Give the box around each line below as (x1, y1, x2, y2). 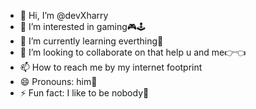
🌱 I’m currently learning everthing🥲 (19, 35, 164, 47)
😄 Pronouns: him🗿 (19, 76, 98, 87)
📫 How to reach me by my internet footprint (19, 61, 203, 73)
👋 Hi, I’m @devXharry (19, 10, 109, 21)
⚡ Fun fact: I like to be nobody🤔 (19, 87, 150, 99)
